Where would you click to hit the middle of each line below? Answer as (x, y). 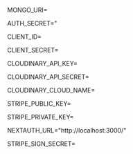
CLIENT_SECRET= (33, 50)
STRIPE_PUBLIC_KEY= (39, 104)
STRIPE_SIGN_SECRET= (42, 144)
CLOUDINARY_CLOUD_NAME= (51, 90)
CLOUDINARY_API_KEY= (42, 64)
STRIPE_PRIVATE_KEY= (41, 117)
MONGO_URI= (27, 10)
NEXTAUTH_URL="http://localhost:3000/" (67, 130)
